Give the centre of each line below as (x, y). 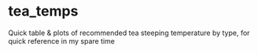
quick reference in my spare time (62, 41)
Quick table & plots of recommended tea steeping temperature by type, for (129, 33)
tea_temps (43, 11)
